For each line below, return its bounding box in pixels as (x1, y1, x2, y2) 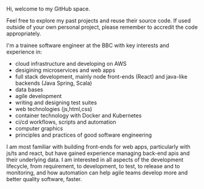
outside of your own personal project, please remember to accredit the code (6, 24, 198, 30)
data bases (15, 86, 44, 93)
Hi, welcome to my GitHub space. (6, 5, 90, 12)
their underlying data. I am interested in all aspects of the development (6, 156, 184, 163)
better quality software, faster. (6, 176, 82, 182)
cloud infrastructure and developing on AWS (15, 60, 127, 67)
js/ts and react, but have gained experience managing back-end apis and (6, 149, 190, 157)
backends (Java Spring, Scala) (15, 79, 93, 87)
